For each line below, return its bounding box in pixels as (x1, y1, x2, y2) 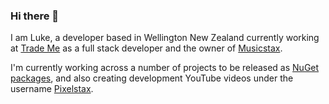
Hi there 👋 (10, 9, 60, 23)
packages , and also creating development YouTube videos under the (10, 72, 294, 84)
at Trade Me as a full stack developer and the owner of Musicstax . (10, 42, 283, 54)
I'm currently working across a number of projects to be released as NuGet (10, 62, 320, 74)
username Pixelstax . (10, 83, 94, 95)
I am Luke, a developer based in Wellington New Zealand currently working (10, 32, 320, 44)
